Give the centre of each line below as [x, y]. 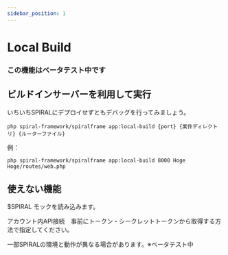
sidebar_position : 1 [37, 13]
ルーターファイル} [43, 134]
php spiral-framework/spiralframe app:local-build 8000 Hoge [96, 160]
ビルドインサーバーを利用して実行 [79, 94]
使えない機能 [34, 189]
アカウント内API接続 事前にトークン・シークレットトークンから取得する [111, 221]
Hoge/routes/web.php [37, 166]
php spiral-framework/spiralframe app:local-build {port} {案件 [100, 126]
